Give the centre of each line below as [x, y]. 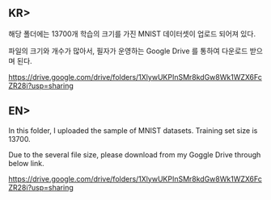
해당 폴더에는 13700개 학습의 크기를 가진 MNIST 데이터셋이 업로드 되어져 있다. [132, 33]
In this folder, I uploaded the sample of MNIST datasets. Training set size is [133, 130]
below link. [26, 163]
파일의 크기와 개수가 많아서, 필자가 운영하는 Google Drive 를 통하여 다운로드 [128, 51]
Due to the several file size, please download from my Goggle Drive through [135, 154]
